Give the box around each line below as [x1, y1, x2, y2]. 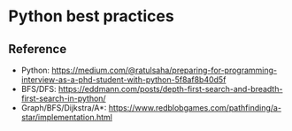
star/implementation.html [20, 112, 112, 122]
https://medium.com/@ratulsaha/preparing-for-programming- [51, 65, 278, 75]
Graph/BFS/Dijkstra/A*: [20, 103, 107, 112]
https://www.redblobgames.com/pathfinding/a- [108, 103, 282, 112]
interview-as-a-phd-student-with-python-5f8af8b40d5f [20, 74, 227, 85]
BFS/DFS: [20, 84, 57, 94]
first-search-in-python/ [20, 93, 107, 104]
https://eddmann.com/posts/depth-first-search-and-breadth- [58, 84, 283, 94]
